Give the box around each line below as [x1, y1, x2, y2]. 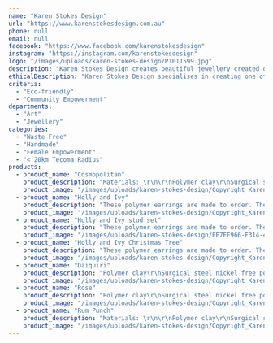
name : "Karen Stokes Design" [8, 11, 107, 20]
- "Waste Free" [15, 132, 67, 141]
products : [8, 163, 42, 171]
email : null [8, 34, 49, 43]
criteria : [8, 80, 42, 88]
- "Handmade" [15, 140, 60, 149]
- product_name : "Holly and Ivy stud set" [15, 216, 162, 224]
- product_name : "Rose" [15, 284, 96, 293]
